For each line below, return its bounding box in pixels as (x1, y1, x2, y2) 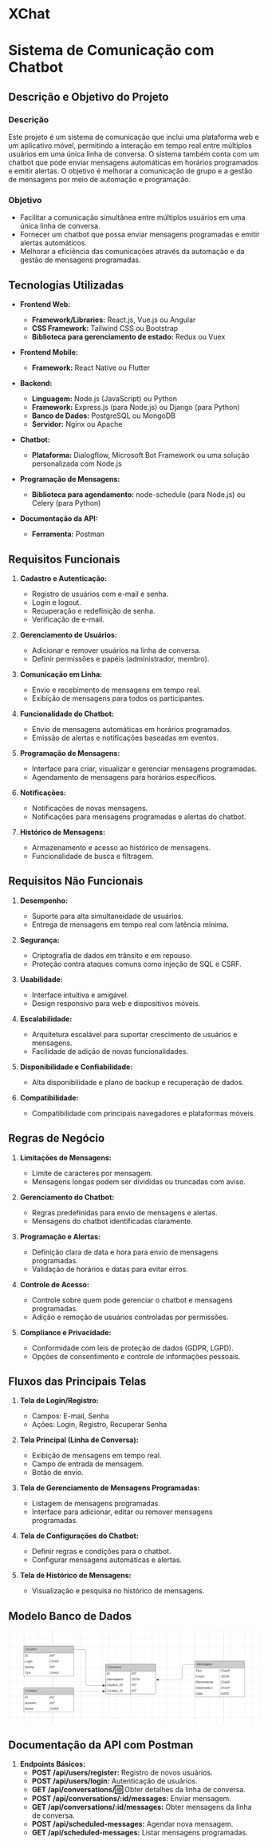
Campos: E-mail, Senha (31, 1411, 109, 1421)
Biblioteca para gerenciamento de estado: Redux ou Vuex (31, 332, 226, 342)
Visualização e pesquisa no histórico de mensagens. (31, 1586, 205, 1596)
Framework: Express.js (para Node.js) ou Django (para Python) (31, 403, 241, 412)
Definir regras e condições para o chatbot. (31, 1547, 171, 1557)
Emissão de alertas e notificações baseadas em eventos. (31, 733, 219, 742)
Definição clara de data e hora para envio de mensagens (31, 1247, 219, 1257)
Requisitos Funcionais (8, 552, 121, 566)
